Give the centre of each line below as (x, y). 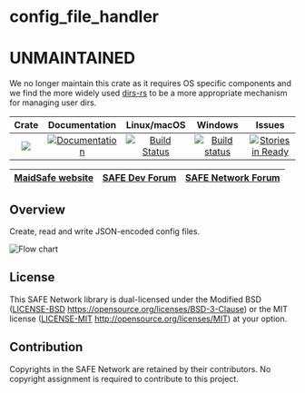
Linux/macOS (156, 125)
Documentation (82, 125)
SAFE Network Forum (232, 178)
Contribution (46, 347)
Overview (38, 209)
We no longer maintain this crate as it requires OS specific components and (151, 84)
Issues (270, 125)
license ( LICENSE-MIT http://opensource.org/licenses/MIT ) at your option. (148, 319)
